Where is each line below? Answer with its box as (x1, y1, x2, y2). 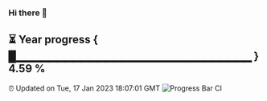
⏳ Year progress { (8, 33, 99, 46)
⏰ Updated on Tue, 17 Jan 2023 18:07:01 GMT (8, 83, 161, 93)
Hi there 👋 (8, 7, 48, 18)
